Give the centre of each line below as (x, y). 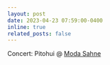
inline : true (27, 27)
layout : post (27, 14)
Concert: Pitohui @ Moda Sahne (54, 54)
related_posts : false (39, 34)
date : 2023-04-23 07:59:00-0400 (55, 20)
